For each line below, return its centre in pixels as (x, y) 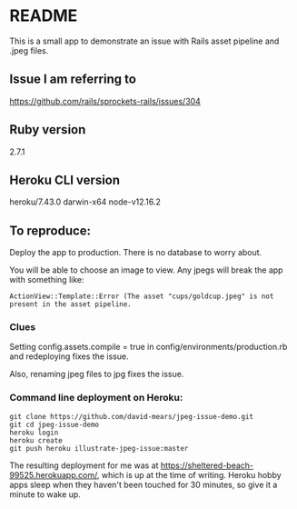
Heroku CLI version (65, 180)
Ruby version (48, 130)
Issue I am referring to (73, 80)
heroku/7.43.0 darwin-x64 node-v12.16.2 (85, 202)
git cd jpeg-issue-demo (54, 424)
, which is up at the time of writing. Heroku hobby (189, 474)
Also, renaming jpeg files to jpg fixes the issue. (97, 374)
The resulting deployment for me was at (84, 465)
